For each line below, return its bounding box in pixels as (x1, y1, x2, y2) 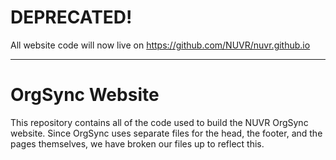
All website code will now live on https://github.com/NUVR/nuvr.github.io (10, 39, 311, 51)
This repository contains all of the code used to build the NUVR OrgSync (10, 116, 309, 128)
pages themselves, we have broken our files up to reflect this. (10, 137, 265, 150)
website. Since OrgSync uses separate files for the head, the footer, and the (10, 127, 323, 139)
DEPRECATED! (10, 6, 133, 29)
